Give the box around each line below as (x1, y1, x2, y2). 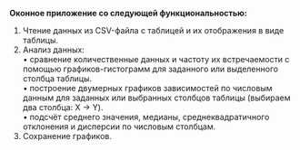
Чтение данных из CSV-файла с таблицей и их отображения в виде (22, 25, 285, 35)
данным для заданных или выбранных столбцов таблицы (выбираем (22, 92, 291, 103)
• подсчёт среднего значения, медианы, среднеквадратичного (22, 112, 270, 122)
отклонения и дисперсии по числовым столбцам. (22, 121, 216, 132)
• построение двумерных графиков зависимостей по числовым (22, 83, 273, 93)
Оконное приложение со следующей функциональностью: (9, 8, 247, 18)
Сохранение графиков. (22, 131, 112, 141)
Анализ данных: (22, 44, 85, 55)
